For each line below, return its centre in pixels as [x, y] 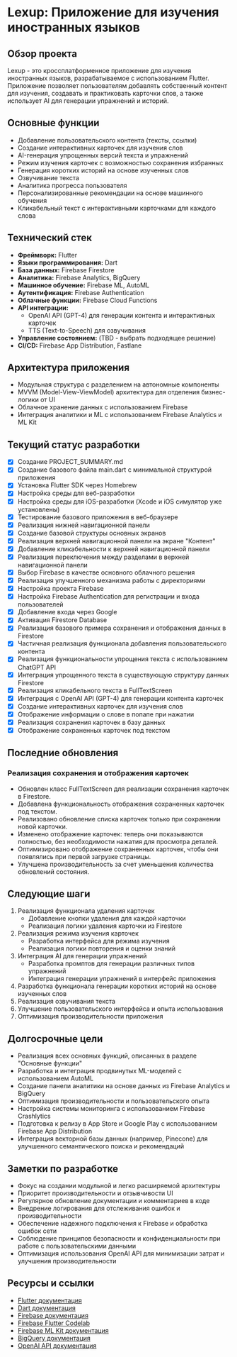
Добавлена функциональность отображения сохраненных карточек [121, 804]
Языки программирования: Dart [68, 262]
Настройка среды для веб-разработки [76, 493]
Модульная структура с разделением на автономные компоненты [118, 384]
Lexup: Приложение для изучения [113, 12]
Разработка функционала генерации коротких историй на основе [117, 986]
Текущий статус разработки [74, 444]
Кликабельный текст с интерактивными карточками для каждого [117, 208]
